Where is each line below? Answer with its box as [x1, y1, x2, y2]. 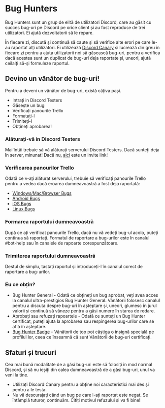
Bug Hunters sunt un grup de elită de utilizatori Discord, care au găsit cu [5, 19, 152, 25]
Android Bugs [12, 196, 40, 202]
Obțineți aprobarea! [12, 123, 52, 129]
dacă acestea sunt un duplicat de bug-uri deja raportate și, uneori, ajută [5, 55, 151, 61]
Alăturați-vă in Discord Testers [5, 136, 80, 142]
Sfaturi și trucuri [5, 348, 57, 357]
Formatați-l [12, 113, 35, 119]
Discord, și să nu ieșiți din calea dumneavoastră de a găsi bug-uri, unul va [5, 367, 155, 373]
